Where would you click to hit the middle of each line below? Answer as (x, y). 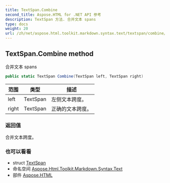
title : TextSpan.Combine (31, 10)
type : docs (17, 24)
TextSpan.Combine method (49, 54)
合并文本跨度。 (21, 137)
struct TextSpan (29, 163)
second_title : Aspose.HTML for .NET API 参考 (53, 15)
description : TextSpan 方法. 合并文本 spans (51, 19)
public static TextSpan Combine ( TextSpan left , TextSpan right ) (74, 76)
